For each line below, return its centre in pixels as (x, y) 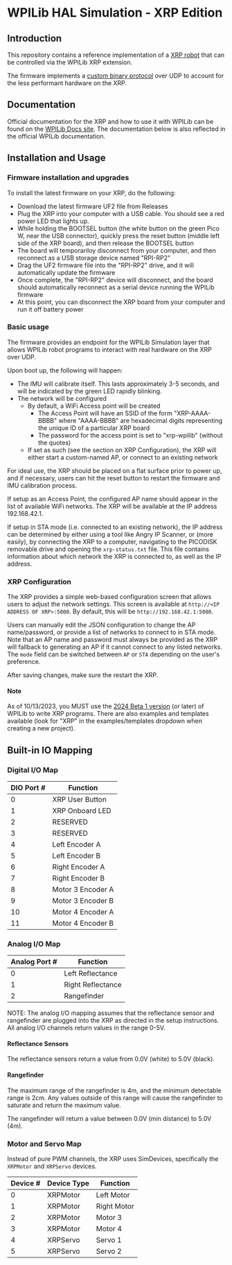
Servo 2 (109, 1251)
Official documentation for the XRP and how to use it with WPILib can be (110, 121)
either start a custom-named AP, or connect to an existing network (123, 457)
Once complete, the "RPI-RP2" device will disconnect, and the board (115, 280)
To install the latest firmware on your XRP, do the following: (91, 192)
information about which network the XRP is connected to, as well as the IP (114, 556)
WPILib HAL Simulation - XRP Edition (115, 13)
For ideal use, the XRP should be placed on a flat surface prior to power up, (115, 470)
